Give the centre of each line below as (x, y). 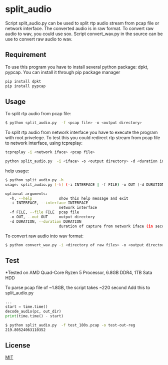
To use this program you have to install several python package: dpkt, (77, 67)
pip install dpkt (23, 81)
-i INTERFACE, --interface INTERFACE (49, 203)
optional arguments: (27, 194)
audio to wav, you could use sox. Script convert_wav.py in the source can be (84, 34)
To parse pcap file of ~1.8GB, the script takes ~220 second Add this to (78, 288)
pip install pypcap (25, 86)
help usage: (17, 171)
